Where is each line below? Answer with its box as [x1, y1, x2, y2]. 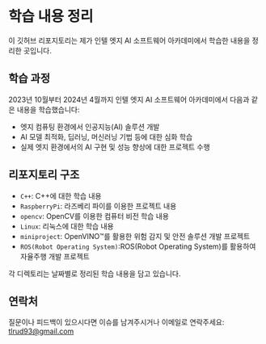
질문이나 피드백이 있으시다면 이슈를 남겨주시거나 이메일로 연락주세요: [8, 317, 225, 327]
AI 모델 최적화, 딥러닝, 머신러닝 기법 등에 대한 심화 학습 [19, 132, 193, 141]
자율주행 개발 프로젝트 [19, 251, 91, 261]
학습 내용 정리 [8, 7, 94, 26]
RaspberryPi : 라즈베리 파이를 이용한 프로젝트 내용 [19, 201, 177, 211]
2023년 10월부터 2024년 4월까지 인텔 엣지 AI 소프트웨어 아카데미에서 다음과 [8, 94, 250, 104]
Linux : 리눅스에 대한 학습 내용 [19, 221, 115, 231]
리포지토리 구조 [8, 168, 80, 182]
